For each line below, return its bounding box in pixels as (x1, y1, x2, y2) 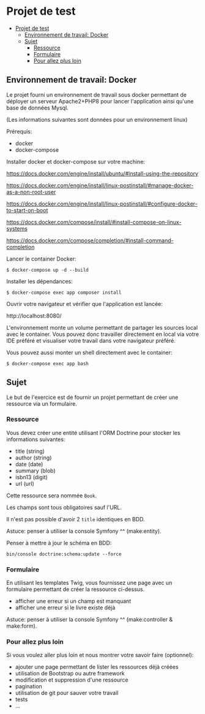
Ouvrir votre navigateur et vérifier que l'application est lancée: (6, 300, 163, 307)
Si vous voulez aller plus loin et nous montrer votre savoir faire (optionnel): (6, 652, 194, 659)
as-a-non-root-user (6, 188, 56, 195)
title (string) (15, 447, 45, 455)
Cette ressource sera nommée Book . (6, 491, 97, 499)
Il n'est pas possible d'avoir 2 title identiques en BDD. (6, 515, 145, 522)
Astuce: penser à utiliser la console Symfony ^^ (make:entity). (6, 527, 162, 535)
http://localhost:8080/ (6, 312, 62, 319)
